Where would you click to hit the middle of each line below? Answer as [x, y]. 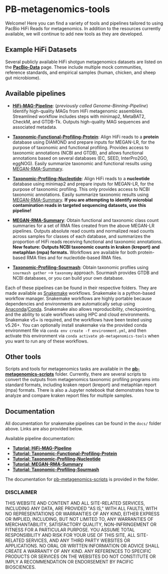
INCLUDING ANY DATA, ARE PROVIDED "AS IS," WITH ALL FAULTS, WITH [81, 509]
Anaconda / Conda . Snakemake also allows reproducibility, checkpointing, [80, 309]
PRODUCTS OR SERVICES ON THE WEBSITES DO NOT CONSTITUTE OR [80, 556]
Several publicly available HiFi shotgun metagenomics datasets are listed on [84, 62]
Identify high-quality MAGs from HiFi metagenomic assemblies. [78, 111]
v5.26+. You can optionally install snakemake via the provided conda [76, 325]
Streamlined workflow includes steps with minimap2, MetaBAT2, [79, 116]
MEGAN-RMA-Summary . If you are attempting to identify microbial [82, 200]
